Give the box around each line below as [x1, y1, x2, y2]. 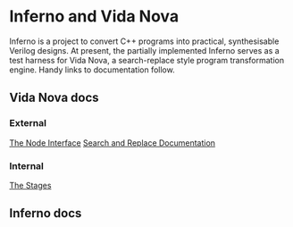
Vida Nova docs [9, 90, 100, 105]
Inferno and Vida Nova [9, 6, 180, 27]
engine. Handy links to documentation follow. [9, 64, 176, 75]
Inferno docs [9, 206, 82, 221]
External [9, 117, 47, 130]
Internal [9, 159, 45, 172]
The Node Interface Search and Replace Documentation [9, 137, 216, 148]
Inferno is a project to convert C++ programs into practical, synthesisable [9, 36, 280, 46]
